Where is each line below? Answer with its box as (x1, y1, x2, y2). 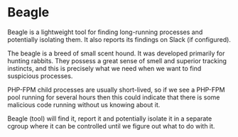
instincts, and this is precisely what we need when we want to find (7, 64, 202, 72)
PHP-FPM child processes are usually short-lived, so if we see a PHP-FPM (7, 85, 225, 94)
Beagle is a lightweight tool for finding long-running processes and (7, 28, 203, 36)
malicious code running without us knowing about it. (7, 100, 161, 109)
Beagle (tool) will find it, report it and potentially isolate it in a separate (7, 114, 212, 123)
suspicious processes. (7, 72, 73, 80)
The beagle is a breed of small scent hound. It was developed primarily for (7, 49, 225, 57)
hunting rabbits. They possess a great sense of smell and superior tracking (7, 56, 227, 65)
